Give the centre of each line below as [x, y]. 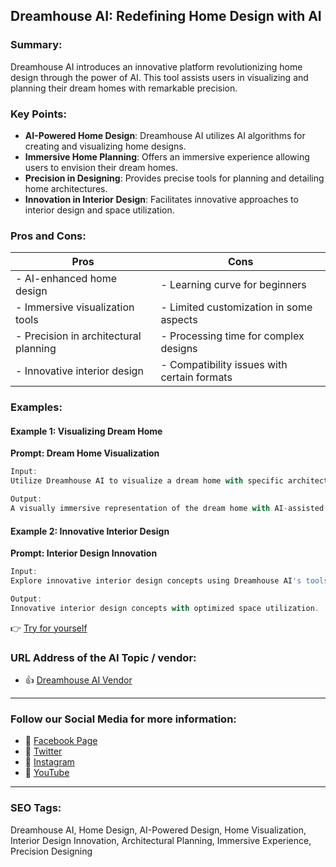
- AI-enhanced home [66, 279]
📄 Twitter [43, 751]
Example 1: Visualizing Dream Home [86, 431]
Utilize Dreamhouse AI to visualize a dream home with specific [147, 481]
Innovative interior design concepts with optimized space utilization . [165, 608]
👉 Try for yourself [49, 628]
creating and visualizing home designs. [105, 146]
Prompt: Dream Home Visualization [85, 453]
